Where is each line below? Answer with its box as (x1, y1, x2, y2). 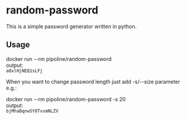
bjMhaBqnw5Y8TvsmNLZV (6, 108, 59, 114)
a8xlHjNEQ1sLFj (6, 68, 43, 74)
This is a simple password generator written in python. (6, 23, 137, 30)
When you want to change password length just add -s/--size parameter (6, 78, 181, 85)
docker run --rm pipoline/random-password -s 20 (6, 95, 126, 102)
